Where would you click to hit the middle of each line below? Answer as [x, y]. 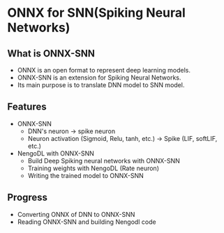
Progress [27, 198]
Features [27, 107]
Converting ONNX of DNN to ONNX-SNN [76, 214]
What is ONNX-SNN [51, 53]
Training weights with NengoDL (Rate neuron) [93, 168]
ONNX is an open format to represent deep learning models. [104, 70]
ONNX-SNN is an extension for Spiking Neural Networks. [99, 77]
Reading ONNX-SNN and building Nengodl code [87, 222]
